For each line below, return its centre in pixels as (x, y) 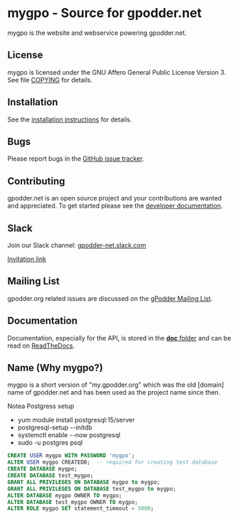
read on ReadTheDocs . (41, 346)
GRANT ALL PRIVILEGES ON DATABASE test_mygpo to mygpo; (92, 488)
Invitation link (27, 259)
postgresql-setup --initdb (55, 427)
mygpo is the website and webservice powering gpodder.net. (97, 33)
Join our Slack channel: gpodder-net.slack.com (77, 245)
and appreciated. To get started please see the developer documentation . (115, 206)
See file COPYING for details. (50, 80)
